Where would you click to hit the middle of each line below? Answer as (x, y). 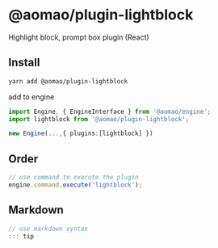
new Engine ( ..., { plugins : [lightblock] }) (81, 134)
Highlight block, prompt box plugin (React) (79, 37)
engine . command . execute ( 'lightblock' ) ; (75, 185)
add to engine (31, 97)
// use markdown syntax (48, 229)
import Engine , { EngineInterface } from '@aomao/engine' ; (110, 111)
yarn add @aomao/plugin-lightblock (68, 81)
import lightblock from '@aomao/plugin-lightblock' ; (99, 119)
